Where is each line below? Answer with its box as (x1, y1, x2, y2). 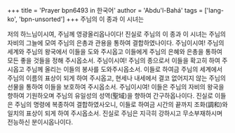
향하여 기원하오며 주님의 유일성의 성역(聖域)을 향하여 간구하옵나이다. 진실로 (7, 91, 214, 100)
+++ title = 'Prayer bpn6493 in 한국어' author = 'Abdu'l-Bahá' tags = (7, 6, 203, 14)
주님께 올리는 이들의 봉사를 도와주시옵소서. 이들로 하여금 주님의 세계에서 (25, 65, 223, 73)
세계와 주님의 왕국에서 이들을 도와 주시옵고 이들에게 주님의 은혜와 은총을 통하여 (7, 48, 223, 56)
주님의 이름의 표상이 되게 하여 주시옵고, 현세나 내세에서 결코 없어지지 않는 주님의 (7, 74, 227, 82)
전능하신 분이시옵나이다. (7, 118, 74, 126)
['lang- (204, 6, 224, 14)
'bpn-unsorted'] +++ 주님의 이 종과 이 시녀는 (18, 15, 145, 23)
